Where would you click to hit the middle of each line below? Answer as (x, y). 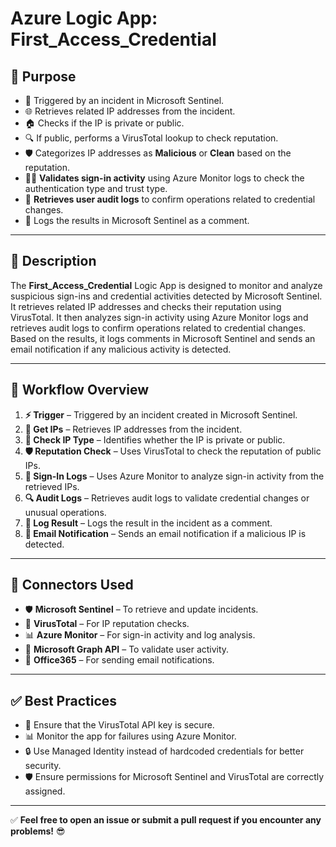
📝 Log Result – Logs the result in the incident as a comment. (148, 523)
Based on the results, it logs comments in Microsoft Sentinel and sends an (163, 338)
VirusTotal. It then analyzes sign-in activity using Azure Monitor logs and (159, 317)
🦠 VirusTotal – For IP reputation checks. (107, 624)
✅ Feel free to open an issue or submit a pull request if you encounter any (166, 820)
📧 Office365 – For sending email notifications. (119, 660)
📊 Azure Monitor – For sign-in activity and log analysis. (140, 635)
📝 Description (53, 261)
